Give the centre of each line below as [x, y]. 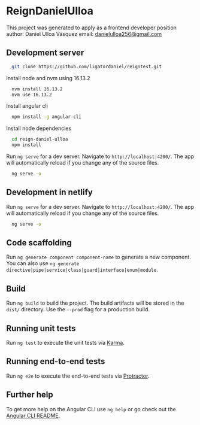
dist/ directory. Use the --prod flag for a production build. [78, 309]
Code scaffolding [39, 243]
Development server [45, 53]
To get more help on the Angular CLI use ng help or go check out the [91, 409]
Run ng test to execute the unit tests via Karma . [65, 343]
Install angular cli [27, 106]
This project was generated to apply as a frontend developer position [91, 28]
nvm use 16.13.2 [32, 95]
